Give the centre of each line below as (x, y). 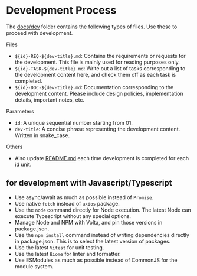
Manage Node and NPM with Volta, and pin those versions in (88, 222)
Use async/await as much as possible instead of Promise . (84, 197)
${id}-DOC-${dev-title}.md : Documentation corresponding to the (94, 87)
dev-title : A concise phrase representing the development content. (97, 129)
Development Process (61, 10)
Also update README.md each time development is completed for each (102, 158)
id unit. (23, 164)
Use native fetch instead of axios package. (67, 203)
